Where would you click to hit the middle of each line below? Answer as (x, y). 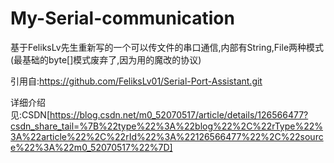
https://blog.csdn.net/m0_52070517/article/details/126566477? (179, 114)
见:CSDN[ (30, 114)
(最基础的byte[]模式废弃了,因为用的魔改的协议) (106, 59)
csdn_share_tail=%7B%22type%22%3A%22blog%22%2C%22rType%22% (167, 126)
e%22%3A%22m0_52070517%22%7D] (91, 147)
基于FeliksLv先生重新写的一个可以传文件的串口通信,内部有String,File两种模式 (167, 47)
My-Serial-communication (122, 18)
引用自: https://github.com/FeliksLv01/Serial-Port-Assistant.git (136, 81)
